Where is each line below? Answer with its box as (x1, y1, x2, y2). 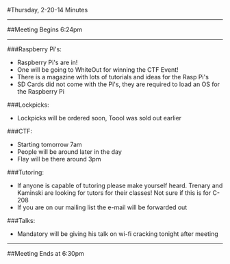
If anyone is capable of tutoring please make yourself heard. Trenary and (16, 181, 223, 189)
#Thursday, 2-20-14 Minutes (7, 6, 88, 14)
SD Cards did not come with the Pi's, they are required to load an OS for (16, 80, 220, 88)
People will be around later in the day (16, 148, 122, 156)
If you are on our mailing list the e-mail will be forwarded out (16, 203, 188, 211)
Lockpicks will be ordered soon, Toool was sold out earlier (16, 114, 182, 122)
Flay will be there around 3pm (16, 155, 101, 163)
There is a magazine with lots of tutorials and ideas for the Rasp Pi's (16, 73, 209, 81)
